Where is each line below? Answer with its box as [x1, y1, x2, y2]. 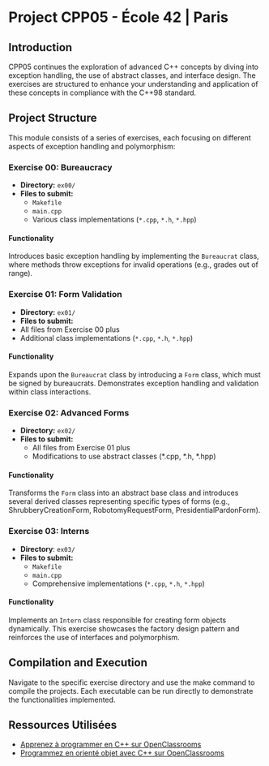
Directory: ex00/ [19, 180, 75, 190]
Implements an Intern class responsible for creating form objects [8, 615, 227, 625]
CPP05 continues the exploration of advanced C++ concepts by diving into [8, 62, 259, 71]
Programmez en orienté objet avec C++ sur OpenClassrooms [19, 748, 224, 758]
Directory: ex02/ [19, 426, 75, 436]
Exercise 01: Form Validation [8, 289, 123, 300]
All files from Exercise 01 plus [32, 443, 131, 453]
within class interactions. [8, 386, 92, 397]
